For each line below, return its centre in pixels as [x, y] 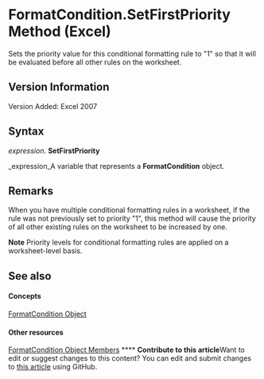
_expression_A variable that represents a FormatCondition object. [116, 166]
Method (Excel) [60, 31]
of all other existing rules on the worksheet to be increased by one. [118, 227]
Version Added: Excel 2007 [53, 106]
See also [30, 276]
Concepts [25, 296]
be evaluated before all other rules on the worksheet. [95, 62]
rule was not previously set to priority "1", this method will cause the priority [132, 219]
